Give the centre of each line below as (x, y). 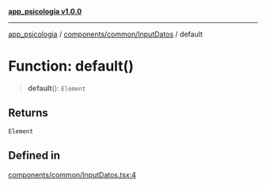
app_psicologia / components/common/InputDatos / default (106, 34)
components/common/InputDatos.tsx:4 (72, 174)
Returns (28, 113)
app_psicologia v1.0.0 (45, 11)
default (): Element (57, 88)
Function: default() (71, 66)
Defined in (34, 156)
